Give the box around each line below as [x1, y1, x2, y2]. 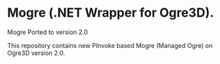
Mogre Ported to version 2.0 [7, 28, 88, 36]
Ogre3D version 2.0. [7, 49, 65, 57]
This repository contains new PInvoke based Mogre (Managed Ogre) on [7, 41, 213, 49]
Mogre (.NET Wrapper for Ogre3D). [7, 5, 214, 21]
